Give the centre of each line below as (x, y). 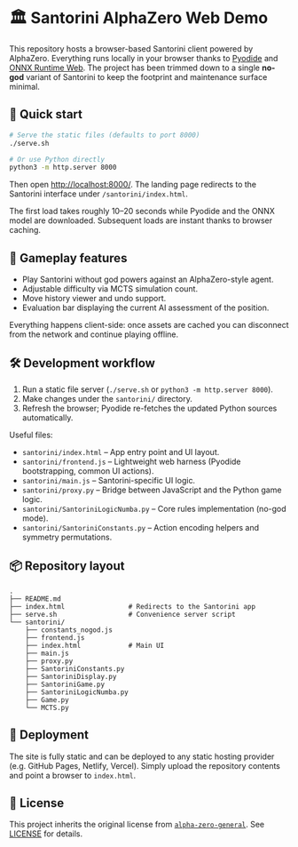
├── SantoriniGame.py (65, 684)
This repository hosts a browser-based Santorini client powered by (131, 48)
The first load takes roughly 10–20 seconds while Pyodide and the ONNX (142, 212)
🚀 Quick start (46, 114)
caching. (25, 230)
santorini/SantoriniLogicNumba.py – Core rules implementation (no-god (154, 508)
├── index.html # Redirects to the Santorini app (132, 606)
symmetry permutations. (67, 537)
